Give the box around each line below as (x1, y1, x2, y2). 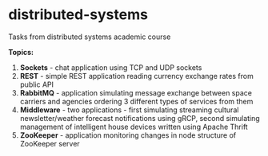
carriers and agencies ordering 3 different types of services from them (19, 96, 254, 106)
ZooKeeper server (19, 138, 80, 148)
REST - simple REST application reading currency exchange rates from (19, 71, 254, 80)
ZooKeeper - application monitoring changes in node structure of (19, 130, 237, 140)
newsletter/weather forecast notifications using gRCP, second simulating (19, 113, 260, 123)
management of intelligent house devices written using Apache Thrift (19, 122, 248, 131)
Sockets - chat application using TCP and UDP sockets (19, 62, 202, 72)
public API (19, 80, 54, 89)
